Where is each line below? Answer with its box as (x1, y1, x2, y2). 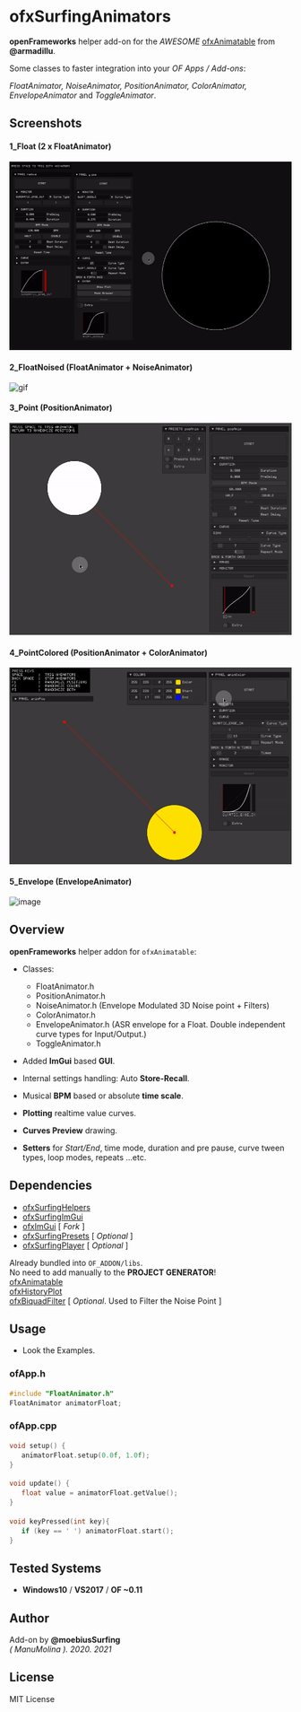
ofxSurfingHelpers (21, 1201, 91, 1212)
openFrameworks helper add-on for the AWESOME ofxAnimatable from (9, 36, 276, 47)
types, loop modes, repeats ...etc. (21, 1151, 147, 1163)
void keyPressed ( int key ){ (9, 1516, 110, 1526)
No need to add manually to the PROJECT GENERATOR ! (9, 1267, 217, 1278)
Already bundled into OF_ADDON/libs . (9, 1257, 143, 1268)
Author (9, 1611, 49, 1626)
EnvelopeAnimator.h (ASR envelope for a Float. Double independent (35, 1018, 286, 1029)
